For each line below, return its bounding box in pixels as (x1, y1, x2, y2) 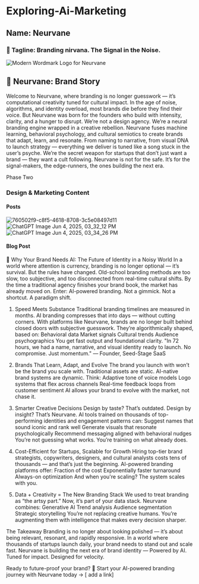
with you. (14, 480, 37, 487)
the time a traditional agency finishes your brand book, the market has (6, 281, 178, 288)
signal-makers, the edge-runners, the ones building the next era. (6, 162, 165, 169)
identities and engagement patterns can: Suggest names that (43, 417, 194, 424)
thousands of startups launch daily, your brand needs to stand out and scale (6, 540, 193, 548)
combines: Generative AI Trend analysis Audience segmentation (14, 504, 172, 511)
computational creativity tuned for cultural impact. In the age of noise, (6, 98, 177, 105)
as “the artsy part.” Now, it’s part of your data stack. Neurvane (14, 498, 168, 505)
